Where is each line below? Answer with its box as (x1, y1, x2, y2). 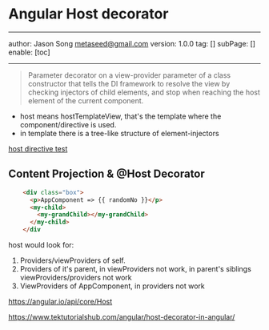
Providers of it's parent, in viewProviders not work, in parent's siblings (19, 264, 252, 273)
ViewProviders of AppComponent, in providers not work (19, 281, 206, 291)
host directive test (8, 143, 68, 153)
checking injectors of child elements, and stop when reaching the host (27, 87, 260, 97)
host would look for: (8, 240, 74, 249)
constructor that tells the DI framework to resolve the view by (27, 78, 231, 88)
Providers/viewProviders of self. (19, 256, 126, 265)
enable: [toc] (8, 47, 50, 57)
